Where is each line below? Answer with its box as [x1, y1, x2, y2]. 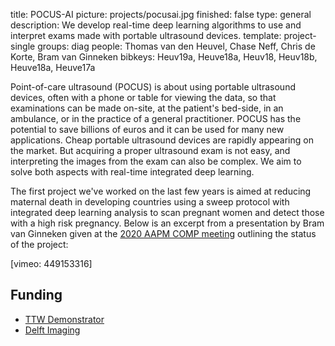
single [10, 40, 36, 52]
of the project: [10, 239, 69, 250]
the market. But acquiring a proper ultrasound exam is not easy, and [10, 145, 291, 156]
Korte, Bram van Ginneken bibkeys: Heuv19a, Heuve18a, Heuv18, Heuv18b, [10, 51, 318, 63]
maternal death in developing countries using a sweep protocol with [10, 196, 290, 208]
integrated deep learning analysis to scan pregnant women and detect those [10, 207, 325, 218]
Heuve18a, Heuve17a [10, 62, 96, 73]
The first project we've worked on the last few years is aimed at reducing [10, 185, 312, 197]
